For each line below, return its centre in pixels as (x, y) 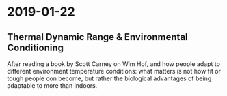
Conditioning (35, 47)
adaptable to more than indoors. (52, 85)
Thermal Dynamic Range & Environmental (97, 37)
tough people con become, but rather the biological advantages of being (109, 78)
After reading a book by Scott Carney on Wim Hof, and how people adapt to (114, 64)
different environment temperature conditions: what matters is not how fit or (114, 71)
